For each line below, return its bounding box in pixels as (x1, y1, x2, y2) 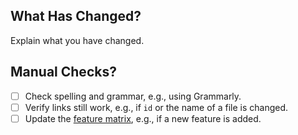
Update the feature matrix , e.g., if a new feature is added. (24, 112, 262, 124)
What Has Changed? (10, 8, 142, 25)
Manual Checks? (10, 64, 117, 81)
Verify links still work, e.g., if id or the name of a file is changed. (24, 101, 289, 113)
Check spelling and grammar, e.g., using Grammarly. (24, 90, 242, 102)
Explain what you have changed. (10, 34, 145, 46)
